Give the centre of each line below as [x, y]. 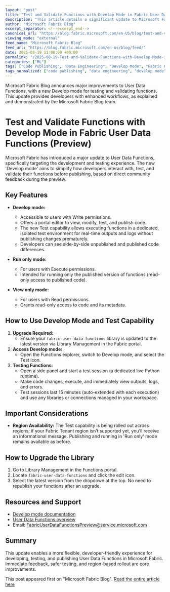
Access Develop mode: [37, 349]
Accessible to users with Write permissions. [66, 217]
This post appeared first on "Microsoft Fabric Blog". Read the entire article [82, 579]
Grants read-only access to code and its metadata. [73, 305]
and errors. [32, 387]
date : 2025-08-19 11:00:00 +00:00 [42, 52]
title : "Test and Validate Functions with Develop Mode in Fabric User [82, 15]
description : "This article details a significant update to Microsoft [82, 19]
